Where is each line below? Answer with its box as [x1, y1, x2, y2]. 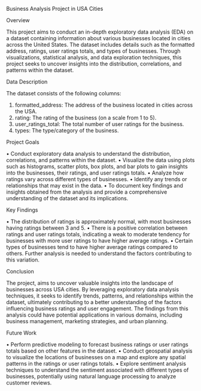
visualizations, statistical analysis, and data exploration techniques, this [6, 54, 182, 61]
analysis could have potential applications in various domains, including [6, 311, 182, 318]
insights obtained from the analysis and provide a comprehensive [6, 188, 167, 195]
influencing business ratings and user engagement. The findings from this [6, 305, 188, 312]
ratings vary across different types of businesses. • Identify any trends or [6, 176, 187, 182]
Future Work [6, 329, 37, 336]
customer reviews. [6, 379, 52, 386]
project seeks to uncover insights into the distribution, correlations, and [6, 60, 182, 67]
